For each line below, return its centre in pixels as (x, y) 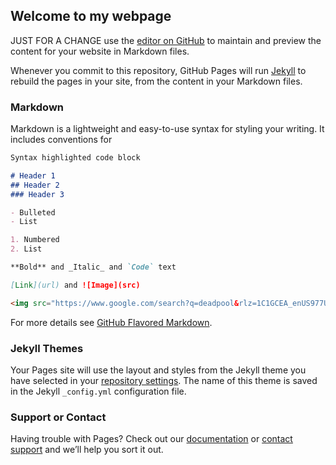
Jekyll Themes (47, 348)
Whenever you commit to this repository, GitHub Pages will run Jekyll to (158, 70)
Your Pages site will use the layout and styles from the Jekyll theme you (158, 370)
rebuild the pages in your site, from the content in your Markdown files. (156, 81)
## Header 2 (35, 185)
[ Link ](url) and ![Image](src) (75, 285)
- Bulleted (33, 212)
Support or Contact (58, 417)
